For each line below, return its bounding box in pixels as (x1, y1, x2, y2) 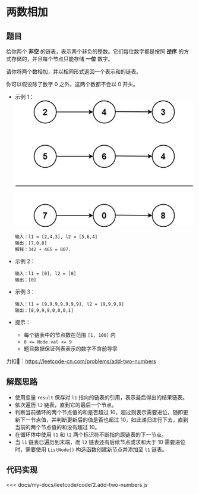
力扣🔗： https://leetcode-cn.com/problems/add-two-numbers (6, 358, 156, 365)
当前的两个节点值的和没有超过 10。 (14, 423, 100, 430)
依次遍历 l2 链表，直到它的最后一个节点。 (14, 401, 117, 408)
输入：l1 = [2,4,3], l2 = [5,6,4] (14, 234, 98, 240)
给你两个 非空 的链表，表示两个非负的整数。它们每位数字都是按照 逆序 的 (6, 48, 184, 55)
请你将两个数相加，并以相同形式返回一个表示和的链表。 (6, 68, 141, 75)
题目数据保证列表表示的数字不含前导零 (23, 345, 118, 352)
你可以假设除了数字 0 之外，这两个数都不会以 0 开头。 (6, 81, 138, 87)
